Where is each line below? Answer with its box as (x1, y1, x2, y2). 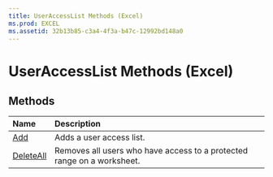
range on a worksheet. (54, 155, 141, 166)
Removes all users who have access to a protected (54, 145, 249, 157)
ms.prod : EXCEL (8, 19, 60, 28)
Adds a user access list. (54, 132, 145, 143)
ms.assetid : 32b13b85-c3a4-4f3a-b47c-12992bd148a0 (8, 27, 184, 35)
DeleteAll (12, 150, 47, 162)
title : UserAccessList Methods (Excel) (8, 11, 144, 20)
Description (54, 119, 102, 130)
